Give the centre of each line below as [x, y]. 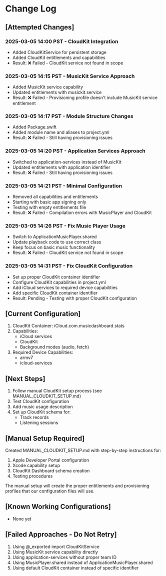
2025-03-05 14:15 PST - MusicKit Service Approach [70, 76]
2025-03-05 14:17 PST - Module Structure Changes [69, 116]
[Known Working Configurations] [58, 507]
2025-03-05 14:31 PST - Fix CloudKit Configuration [69, 266]
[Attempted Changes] [40, 27]
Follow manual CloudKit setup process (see [57, 391]
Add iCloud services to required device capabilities [65, 287]
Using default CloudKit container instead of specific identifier [75, 567]
